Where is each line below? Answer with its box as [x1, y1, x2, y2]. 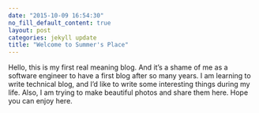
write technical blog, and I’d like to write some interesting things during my [8, 80, 250, 89]
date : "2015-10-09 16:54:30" [8, 11, 104, 20]
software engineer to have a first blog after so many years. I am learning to [8, 71, 251, 81]
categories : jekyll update [8, 33, 97, 42]
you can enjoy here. [8, 96, 73, 106]
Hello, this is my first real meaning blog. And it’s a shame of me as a [8, 62, 228, 72]
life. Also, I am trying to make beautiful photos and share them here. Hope [8, 88, 249, 97]
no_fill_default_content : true [8, 19, 111, 27]
